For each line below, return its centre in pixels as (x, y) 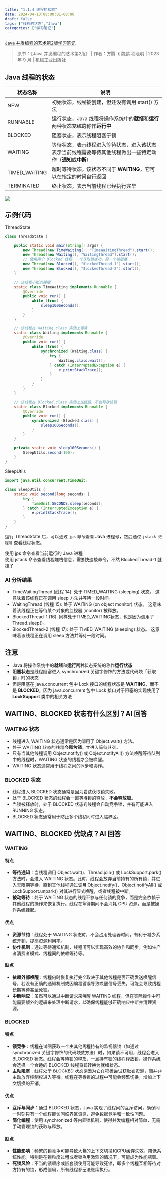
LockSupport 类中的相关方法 (42, 696)
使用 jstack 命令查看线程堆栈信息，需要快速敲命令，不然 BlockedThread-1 (81, 559)
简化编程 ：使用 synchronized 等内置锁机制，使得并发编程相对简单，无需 (86, 1120)
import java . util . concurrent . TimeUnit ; (46, 481)
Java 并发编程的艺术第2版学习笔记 (40, 43)
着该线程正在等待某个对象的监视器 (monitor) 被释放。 (67, 611)
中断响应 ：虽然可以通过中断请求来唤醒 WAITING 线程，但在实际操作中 (84, 996)
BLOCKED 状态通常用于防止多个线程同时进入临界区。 (67, 816)
